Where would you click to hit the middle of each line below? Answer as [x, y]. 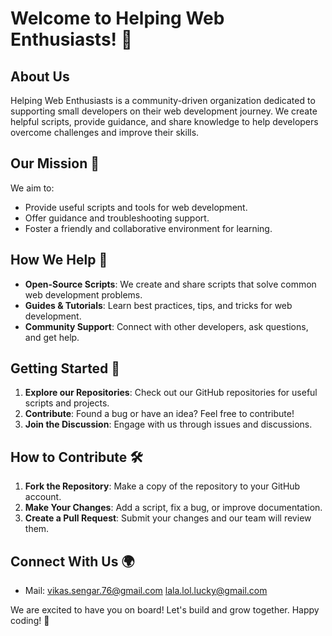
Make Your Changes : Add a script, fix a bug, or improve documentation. [173, 508]
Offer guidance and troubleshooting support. [117, 218]
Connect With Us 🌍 [72, 561]
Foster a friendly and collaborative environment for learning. [148, 228]
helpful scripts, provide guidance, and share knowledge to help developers [164, 121]
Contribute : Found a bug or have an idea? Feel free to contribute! [159, 414]
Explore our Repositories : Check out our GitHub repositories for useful [171, 393]
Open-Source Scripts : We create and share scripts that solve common [170, 284]
